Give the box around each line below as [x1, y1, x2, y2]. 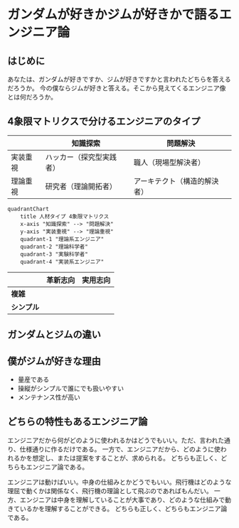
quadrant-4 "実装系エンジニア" [20, 258, 105, 265]
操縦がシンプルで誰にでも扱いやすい [17, 384, 124, 393]
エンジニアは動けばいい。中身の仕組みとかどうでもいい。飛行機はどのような [7, 478, 232, 486]
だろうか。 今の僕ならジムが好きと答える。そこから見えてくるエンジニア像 [7, 84, 226, 92]
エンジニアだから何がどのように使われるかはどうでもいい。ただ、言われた [7, 436, 225, 444]
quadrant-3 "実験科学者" [20, 250, 89, 258]
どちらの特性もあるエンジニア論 [7, 416, 148, 428]
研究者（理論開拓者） [45, 181, 117, 191]
